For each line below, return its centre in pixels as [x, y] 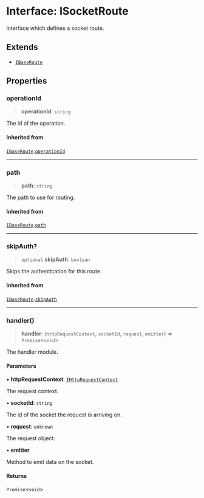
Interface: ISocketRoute [67, 11]
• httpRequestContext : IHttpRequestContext [62, 379]
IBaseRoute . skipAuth [32, 299]
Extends [22, 47]
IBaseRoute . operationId [36, 151]
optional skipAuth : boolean [56, 259]
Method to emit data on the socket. [50, 462]
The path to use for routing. [41, 197]
